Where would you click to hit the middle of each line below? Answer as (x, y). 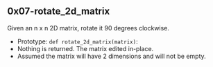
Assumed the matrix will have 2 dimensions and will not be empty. (111, 56)
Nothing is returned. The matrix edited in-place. (85, 48)
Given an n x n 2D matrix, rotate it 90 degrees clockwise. (88, 28)
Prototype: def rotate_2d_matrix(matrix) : (77, 41)
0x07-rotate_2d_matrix (59, 11)
